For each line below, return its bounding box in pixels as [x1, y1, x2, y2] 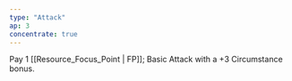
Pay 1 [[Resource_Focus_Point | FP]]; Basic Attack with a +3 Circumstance [9, 54, 284, 65]
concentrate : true [9, 29, 78, 38]
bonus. [9, 63, 35, 74]
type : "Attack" [9, 12, 66, 22]
